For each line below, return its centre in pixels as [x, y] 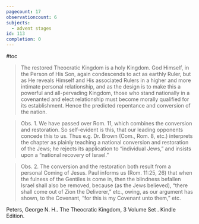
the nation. [34, 112]
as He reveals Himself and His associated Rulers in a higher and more [106, 80]
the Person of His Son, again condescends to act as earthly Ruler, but [106, 74]
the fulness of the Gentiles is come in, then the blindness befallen [101, 179]
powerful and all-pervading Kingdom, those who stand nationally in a [105, 93]
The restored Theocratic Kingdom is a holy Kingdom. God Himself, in [105, 68]
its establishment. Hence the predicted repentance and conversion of [106, 105]
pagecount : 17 [24, 12]
